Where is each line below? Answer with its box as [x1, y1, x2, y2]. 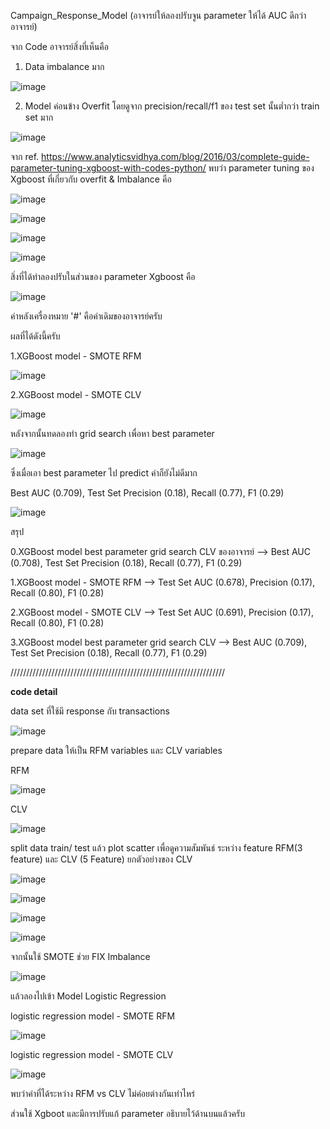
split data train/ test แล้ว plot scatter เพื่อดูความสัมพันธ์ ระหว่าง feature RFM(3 [10, 842, 303, 854]
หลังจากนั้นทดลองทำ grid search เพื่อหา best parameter [10, 428, 215, 439]
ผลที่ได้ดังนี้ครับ [10, 330, 61, 342]
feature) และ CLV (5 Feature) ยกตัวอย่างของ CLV [10, 853, 193, 865]
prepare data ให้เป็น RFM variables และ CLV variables [10, 745, 223, 756]
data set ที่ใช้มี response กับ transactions [10, 705, 170, 717]
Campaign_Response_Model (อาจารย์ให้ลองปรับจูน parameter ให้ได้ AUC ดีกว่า [10, 10, 307, 21]
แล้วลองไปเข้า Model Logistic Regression [10, 990, 167, 1002]
